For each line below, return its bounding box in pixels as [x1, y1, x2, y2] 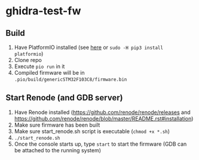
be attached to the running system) [14, 146, 102, 153]
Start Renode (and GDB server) [5, 93, 123, 103]
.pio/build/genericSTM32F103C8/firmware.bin [14, 76, 127, 82]
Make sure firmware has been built [14, 121, 100, 128]
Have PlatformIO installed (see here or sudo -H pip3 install [14, 44, 164, 51]
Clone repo [14, 57, 42, 63]
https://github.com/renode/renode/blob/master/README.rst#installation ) [14, 115, 194, 122]
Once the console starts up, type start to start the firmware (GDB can [14, 140, 187, 147]
